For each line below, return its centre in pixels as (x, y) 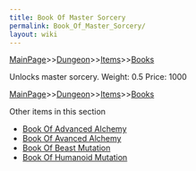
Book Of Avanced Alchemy (72, 139)
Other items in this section (57, 112)
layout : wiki (34, 34)
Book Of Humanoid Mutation (75, 158)
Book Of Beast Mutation (66, 148)
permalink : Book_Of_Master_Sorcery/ (77, 26)
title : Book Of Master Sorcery (68, 17)
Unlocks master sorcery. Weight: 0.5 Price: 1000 (98, 77)
